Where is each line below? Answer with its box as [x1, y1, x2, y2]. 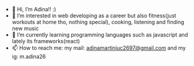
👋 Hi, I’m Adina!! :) [11, 6, 56, 13]
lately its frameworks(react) [11, 38, 80, 44]
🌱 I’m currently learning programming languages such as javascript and [11, 31, 189, 38]
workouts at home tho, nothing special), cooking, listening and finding [11, 19, 184, 25]
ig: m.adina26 [11, 53, 46, 60]
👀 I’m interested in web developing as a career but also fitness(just [11, 12, 177, 19]
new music [11, 25, 39, 32]
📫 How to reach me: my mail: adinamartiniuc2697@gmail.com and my [11, 44, 186, 51]
